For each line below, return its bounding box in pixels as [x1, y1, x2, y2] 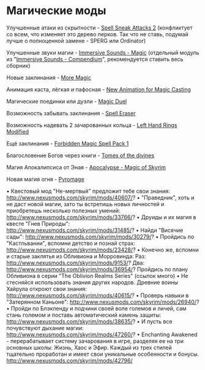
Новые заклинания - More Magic [6, 74, 92, 81]
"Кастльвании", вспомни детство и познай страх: [6, 239, 136, 247]
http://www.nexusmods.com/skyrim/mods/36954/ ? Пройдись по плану [6, 265, 188, 273]
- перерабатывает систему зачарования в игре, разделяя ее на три [6, 337, 184, 344]
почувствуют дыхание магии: [6, 324, 84, 331]
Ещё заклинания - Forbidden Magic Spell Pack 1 [6, 139, 129, 147]
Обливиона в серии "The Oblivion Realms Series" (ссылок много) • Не [6, 272, 188, 279]
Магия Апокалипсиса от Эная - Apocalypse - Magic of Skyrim [6, 163, 166, 171]
